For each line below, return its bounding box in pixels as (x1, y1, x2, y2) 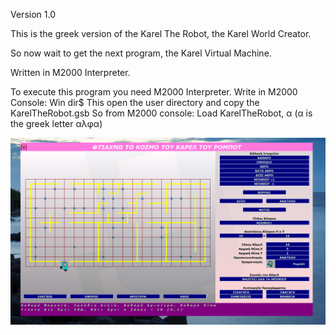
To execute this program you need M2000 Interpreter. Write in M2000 (10, 86, 298, 98)
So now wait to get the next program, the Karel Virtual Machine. (10, 47, 272, 59)
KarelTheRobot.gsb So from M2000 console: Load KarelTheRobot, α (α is (10, 107, 313, 119)
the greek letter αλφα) (10, 118, 103, 129)
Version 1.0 (10, 9, 56, 20)
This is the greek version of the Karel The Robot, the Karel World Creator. (10, 28, 312, 39)
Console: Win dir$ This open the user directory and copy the (10, 97, 260, 108)
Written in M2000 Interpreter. (10, 67, 131, 78)
